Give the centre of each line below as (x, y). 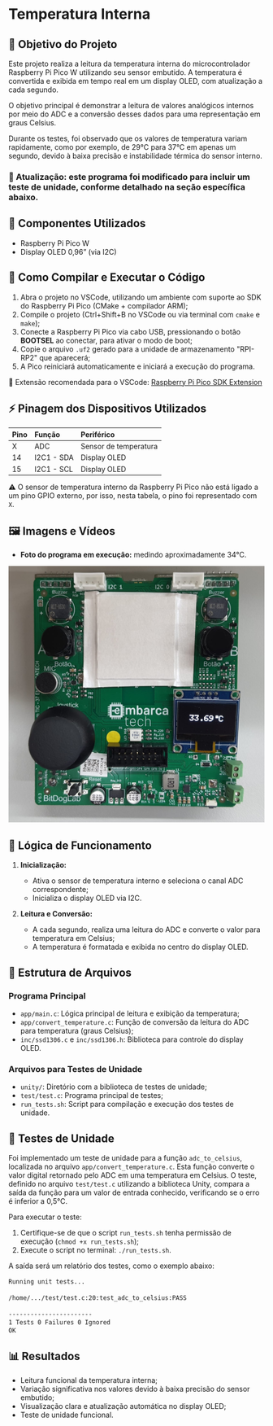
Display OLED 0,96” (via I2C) (68, 252)
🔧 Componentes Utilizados (77, 223)
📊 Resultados (44, 1356)
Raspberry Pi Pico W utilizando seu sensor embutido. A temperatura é (125, 72)
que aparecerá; (65, 357)
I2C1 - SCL (54, 469)
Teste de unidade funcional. (67, 1415)
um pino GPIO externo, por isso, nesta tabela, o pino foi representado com (133, 496)
